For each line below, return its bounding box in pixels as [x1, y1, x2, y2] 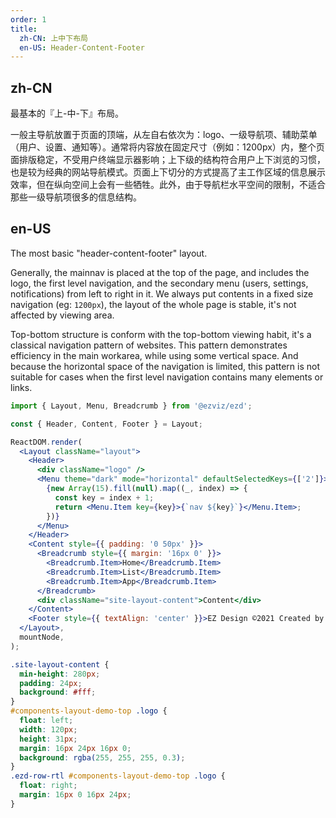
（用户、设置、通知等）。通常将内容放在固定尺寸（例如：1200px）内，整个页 [10, 141, 325, 153]
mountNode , [19, 632, 65, 642]
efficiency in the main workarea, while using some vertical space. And [10, 349, 299, 361]
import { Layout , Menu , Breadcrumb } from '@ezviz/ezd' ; [10, 401, 253, 411]
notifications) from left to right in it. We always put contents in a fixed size [10, 287, 314, 300]
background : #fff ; [19, 687, 97, 698]
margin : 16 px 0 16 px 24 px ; [19, 790, 132, 800]
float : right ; [19, 781, 78, 791]
